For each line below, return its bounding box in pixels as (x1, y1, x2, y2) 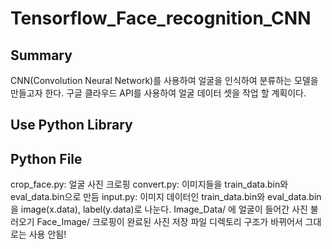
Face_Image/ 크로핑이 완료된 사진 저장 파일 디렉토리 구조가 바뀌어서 (36, 216, 303, 228)
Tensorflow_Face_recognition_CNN (10, 7, 312, 30)
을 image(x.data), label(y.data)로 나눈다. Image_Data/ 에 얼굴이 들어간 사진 (10, 203, 308, 216)
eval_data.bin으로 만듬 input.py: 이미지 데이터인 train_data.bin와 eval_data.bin (10, 191, 322, 203)
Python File (10, 150, 83, 167)
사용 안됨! (28, 228, 67, 241)
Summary (10, 47, 73, 64)
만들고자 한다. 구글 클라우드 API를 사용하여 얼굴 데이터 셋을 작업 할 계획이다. (10, 87, 307, 99)
